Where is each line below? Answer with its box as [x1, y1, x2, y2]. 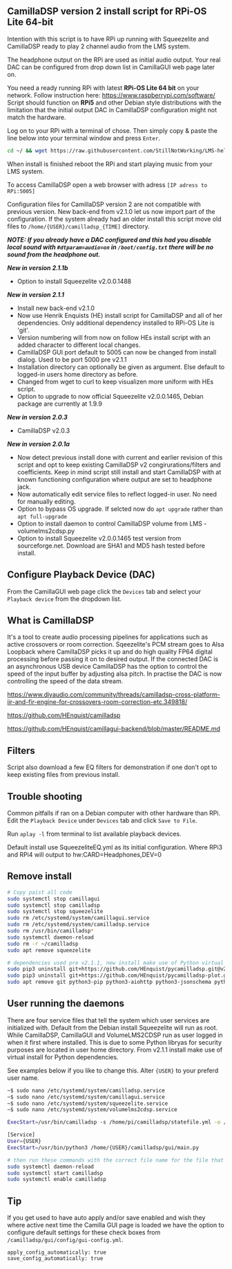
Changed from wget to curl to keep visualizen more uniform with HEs [17, 377, 214, 386]
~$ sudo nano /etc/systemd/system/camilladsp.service [7, 1087, 166, 1094]
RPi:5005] [7, 188, 36, 195]
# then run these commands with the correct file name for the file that [7, 1156, 224, 1164]
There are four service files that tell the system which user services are [7, 1016, 210, 1024]
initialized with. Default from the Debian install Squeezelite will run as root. [7, 1023, 218, 1032]
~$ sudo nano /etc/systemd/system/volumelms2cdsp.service [7, 1106, 177, 1113]
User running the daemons [7, 998, 125, 1009]
